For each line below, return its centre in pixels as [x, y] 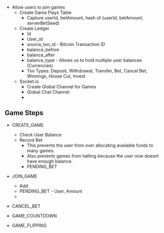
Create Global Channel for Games [61, 87]
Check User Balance [40, 135]
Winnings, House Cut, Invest [56, 76]
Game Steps [24, 113]
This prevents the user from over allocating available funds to [90, 145]
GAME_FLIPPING [29, 225]
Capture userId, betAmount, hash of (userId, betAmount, [85, 18]
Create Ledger [34, 28]
